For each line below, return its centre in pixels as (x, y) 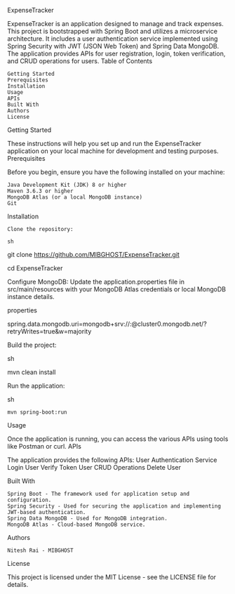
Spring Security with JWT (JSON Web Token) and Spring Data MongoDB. (113, 46)
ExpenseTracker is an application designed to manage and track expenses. (115, 24)
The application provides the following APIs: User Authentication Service (112, 460)
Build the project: (32, 345)
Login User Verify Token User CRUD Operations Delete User (94, 467)
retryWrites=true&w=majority (49, 331)
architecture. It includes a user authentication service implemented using (113, 39)
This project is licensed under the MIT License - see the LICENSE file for (112, 577)
